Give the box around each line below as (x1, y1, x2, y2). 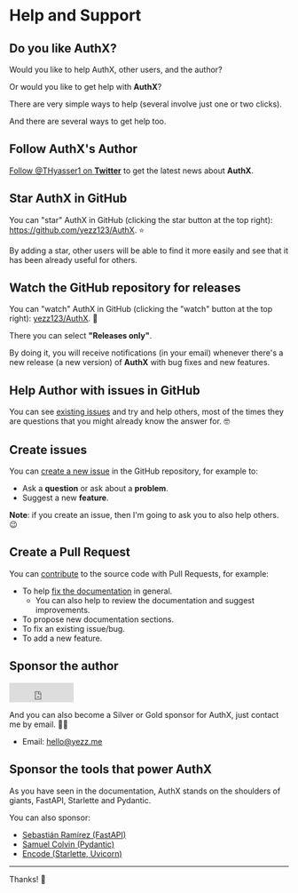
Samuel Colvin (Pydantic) (21, 839, 115, 849)
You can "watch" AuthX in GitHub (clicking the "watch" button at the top (9, 304, 273, 315)
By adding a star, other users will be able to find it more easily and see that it (9, 245, 288, 256)
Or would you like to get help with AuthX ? (9, 82, 162, 92)
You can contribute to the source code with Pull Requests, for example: (9, 568, 269, 578)
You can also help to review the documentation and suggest (35, 594, 255, 605)
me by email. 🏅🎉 (9, 719, 68, 730)
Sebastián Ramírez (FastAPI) (21, 829, 127, 840)
